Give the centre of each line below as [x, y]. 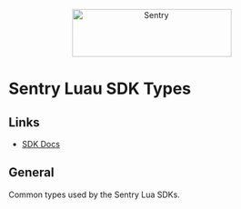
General [32, 173]
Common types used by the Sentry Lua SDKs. [95, 194]
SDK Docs [41, 144]
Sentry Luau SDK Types [100, 89]
